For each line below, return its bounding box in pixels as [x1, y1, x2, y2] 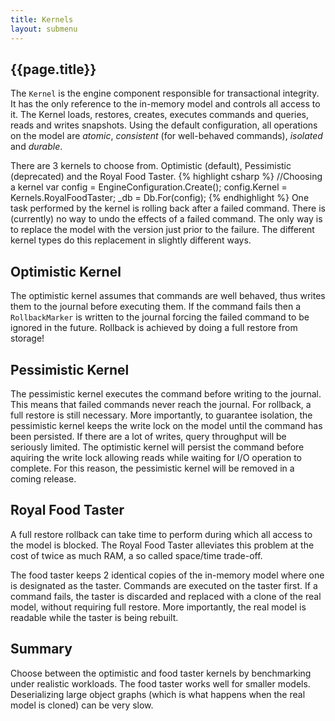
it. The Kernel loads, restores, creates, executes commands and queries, [10, 109, 310, 121]
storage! [10, 332, 45, 345]
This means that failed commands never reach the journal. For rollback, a [10, 398, 312, 410]
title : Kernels [10, 14, 74, 25]
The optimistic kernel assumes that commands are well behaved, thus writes [10, 290, 326, 302]
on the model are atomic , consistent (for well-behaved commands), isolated [10, 130, 323, 142]
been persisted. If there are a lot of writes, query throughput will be [10, 430, 287, 442]
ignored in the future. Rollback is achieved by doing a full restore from [10, 322, 298, 334]
